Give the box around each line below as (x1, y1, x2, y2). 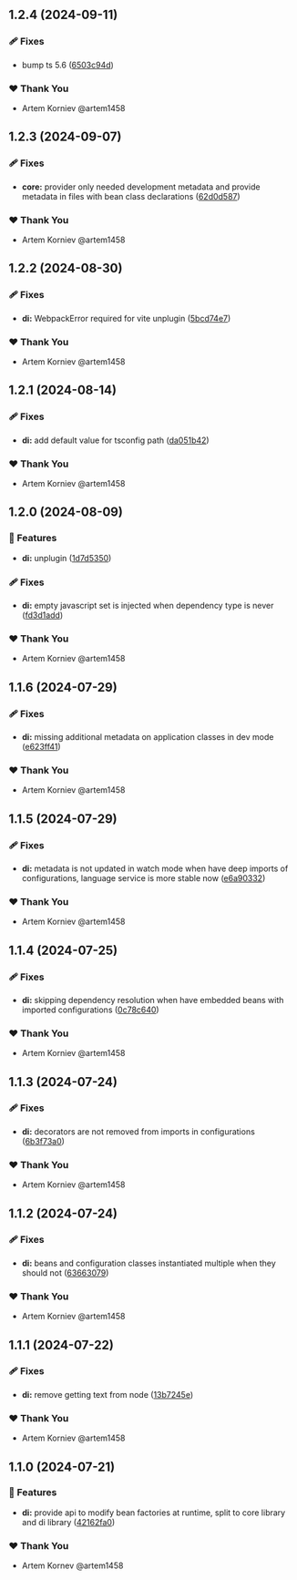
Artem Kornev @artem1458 (21, 1560, 124, 1571)
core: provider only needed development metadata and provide (21, 181, 261, 192)
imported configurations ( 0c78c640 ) (21, 1004, 160, 1015)
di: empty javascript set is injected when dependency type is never (21, 600, 274, 610)
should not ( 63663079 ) (21, 1267, 109, 1278)
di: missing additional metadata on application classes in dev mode (21, 731, 274, 742)
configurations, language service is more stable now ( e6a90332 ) (21, 872, 266, 883)
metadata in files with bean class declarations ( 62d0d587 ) (21, 190, 241, 201)
